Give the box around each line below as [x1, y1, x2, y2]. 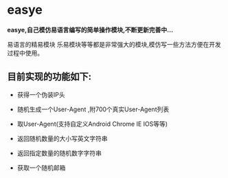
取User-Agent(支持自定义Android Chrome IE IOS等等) [16, 120, 168, 128]
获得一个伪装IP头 [16, 90, 65, 98]
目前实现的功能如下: [7, 71, 92, 82]
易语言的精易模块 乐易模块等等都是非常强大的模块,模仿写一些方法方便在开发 [7, 40, 221, 48]
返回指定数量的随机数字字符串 [16, 148, 102, 157]
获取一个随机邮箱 [16, 164, 66, 172]
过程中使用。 [7, 49, 43, 57]
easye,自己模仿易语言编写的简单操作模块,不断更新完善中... [7, 25, 174, 34]
